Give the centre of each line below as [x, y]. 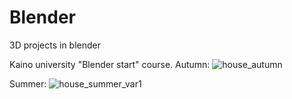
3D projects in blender [55, 45]
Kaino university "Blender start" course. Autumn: [110, 64]
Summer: [28, 83]
